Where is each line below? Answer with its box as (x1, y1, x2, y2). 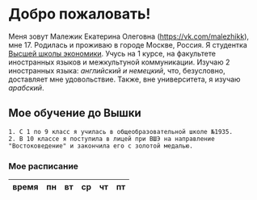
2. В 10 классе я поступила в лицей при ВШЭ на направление (8, 135, 216, 143)
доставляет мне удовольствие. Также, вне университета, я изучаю (8, 74, 241, 84)
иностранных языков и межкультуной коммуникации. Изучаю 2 (8, 57, 230, 67)
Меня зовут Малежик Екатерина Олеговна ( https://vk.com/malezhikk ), (8, 31, 249, 41)
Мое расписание (8, 160, 79, 172)
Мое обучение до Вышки (8, 106, 141, 120)
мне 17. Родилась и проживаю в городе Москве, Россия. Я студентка (8, 40, 248, 49)
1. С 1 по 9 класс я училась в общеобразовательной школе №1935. (8, 127, 233, 135)
